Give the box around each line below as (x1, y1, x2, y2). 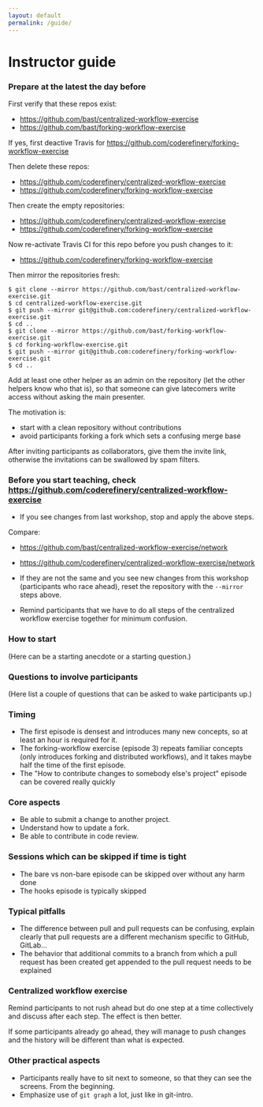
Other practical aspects (8, 1055, 101, 1066)
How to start (8, 633, 57, 644)
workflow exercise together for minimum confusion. (19, 614, 187, 624)
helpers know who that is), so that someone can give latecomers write (8, 384, 236, 393)
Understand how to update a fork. (19, 823, 130, 833)
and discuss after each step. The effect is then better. (8, 1011, 183, 1021)
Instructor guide (8, 53, 117, 71)
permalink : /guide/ (8, 19, 72, 27)
